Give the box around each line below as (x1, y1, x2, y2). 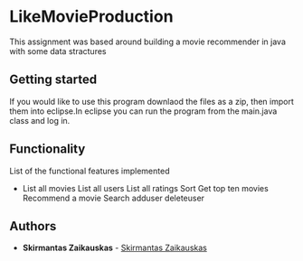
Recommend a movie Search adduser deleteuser (22, 192, 205, 203)
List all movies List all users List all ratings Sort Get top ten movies (22, 182, 269, 193)
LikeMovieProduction (9, 6, 174, 27)
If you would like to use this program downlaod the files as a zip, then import (9, 96, 294, 107)
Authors (9, 219, 57, 234)
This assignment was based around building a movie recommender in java (9, 36, 287, 47)
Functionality (9, 142, 86, 157)
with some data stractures (9, 45, 107, 56)
